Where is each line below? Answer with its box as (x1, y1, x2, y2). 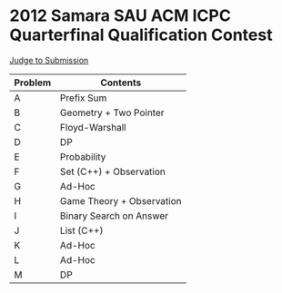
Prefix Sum (59, 92, 107, 104)
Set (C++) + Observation (59, 165, 166, 178)
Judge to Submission (9, 54, 89, 65)
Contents (99, 76, 142, 89)
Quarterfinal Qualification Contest (9, 24, 273, 45)
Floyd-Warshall (59, 121, 126, 133)
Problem (14, 76, 52, 89)
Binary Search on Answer (59, 210, 169, 222)
